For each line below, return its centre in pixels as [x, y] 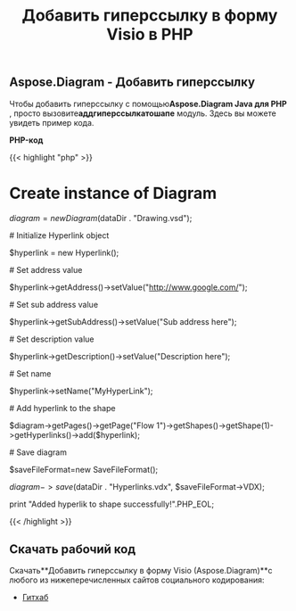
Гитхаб [35, 598]
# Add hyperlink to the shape [62, 408]
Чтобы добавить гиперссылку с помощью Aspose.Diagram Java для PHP [148, 103]
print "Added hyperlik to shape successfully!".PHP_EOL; [112, 504]
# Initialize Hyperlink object [59, 235]
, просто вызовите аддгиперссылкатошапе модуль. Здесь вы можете [143, 113]
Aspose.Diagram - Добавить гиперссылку [132, 83]
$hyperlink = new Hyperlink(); [64, 252]
